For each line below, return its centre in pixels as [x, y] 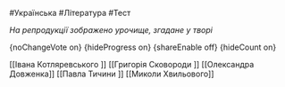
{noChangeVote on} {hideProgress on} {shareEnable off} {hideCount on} [143, 47]
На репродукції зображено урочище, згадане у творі [111, 30]
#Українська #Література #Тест [70, 13]
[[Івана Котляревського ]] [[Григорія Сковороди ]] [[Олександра [132, 64]
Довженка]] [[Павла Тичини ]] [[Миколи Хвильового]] [112, 74]
